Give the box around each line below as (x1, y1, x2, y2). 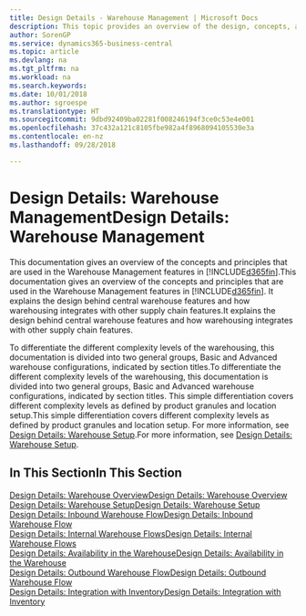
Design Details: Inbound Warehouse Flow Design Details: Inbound (9, 508, 253, 519)
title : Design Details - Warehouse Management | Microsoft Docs (9, 13, 259, 23)
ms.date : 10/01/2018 (9, 89, 88, 98)
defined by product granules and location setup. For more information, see (9, 419, 290, 430)
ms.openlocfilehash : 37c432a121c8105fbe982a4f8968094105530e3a (9, 124, 255, 133)
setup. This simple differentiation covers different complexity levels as (9, 409, 270, 420)
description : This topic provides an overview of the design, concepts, (9, 22, 291, 31)
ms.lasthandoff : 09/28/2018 (9, 140, 117, 149)
